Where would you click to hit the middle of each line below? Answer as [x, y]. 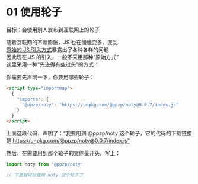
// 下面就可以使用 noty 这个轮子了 [45, 175]
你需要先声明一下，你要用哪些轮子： [50, 77]
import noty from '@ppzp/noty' [45, 164]
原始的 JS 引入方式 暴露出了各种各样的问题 [58, 49]
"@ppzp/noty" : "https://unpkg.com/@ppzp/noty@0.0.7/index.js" [100, 105]
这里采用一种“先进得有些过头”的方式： [53, 64]
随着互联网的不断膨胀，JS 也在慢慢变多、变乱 [62, 42]
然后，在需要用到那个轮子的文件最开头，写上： [63, 153]
